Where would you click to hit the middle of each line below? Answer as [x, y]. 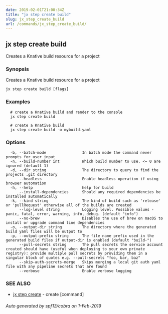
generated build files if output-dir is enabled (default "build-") [79, 240]
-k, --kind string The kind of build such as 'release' [86, 201]
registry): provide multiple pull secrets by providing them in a [76, 253]
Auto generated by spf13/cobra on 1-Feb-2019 [54, 305]
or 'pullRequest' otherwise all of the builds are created [69, 205]
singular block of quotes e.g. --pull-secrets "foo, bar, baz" [73, 258]
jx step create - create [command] [48, 294]
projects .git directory [32, 174]
